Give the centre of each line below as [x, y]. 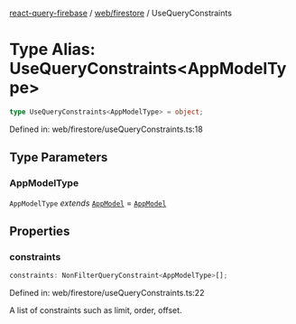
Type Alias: [53, 50]
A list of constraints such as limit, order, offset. [96, 310]
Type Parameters [59, 157]
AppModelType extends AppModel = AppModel [88, 203]
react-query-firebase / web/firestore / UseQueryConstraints [121, 13]
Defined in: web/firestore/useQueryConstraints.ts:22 [107, 293]
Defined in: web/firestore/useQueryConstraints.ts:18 [106, 129]
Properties [40, 231]
